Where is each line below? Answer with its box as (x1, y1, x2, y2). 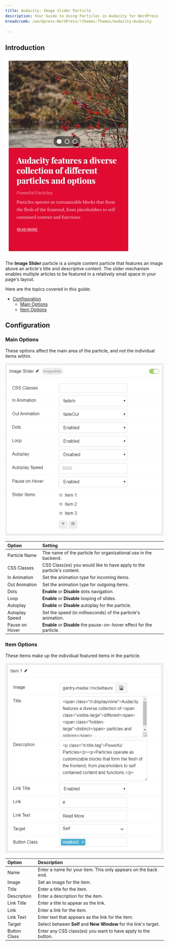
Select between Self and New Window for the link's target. (37, 921, 160, 927)
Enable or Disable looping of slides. (42, 596, 117, 602)
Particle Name (7, 552, 37, 558)
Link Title (7, 900, 27, 906)
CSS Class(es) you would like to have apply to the (42, 562, 145, 568)
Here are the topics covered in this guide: (5, 286, 91, 292)
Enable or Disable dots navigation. (42, 588, 114, 594)
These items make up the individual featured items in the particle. (5, 652, 141, 659)
